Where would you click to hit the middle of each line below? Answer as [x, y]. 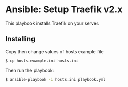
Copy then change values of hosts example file [55, 51]
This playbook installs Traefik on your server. [52, 23]
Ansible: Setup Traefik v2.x [64, 9]
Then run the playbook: [30, 70]
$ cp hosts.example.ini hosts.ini [42, 61]
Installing [20, 39]
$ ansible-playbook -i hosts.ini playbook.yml [55, 79]
